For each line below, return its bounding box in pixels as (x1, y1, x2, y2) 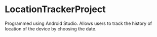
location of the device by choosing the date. (5, 25, 97, 31)
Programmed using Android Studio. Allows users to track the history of (5, 20, 152, 26)
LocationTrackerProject (5, 4, 106, 15)
